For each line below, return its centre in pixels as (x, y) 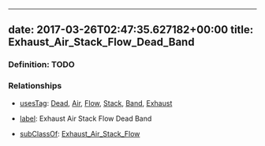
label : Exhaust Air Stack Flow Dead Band (86, 118)
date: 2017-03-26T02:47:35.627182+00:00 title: (131, 30)
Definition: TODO (41, 65)
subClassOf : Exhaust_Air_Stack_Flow (80, 133)
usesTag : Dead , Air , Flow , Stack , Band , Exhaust (96, 103)
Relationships (35, 86)
